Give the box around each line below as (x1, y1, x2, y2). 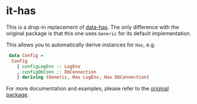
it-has (6, 4, 36, 18)
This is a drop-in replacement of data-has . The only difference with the (6, 24, 179, 31)
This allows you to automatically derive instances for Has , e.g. (6, 41, 156, 48)
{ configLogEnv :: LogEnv (17, 63, 81, 69)
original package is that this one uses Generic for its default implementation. (6, 29, 192, 36)
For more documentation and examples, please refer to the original (6, 85, 169, 92)
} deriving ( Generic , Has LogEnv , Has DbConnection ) (17, 75, 150, 80)
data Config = (8, 52, 44, 58)
